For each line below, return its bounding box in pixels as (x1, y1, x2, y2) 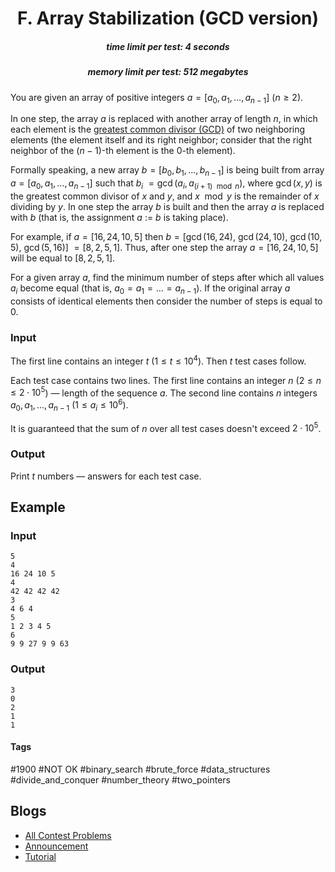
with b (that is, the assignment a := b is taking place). (10, 211, 229, 223)
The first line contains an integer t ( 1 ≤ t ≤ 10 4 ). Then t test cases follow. (10, 353, 307, 367)
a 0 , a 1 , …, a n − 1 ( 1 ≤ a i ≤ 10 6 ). (10, 397, 129, 413)
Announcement (24, 840, 89, 852)
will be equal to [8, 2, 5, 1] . (10, 252, 116, 264)
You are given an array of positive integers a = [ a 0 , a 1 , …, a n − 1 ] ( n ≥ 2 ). (10, 91, 304, 106)
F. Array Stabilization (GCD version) (16, 7, 320, 30)
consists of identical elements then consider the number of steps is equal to (10, 295, 323, 307)
